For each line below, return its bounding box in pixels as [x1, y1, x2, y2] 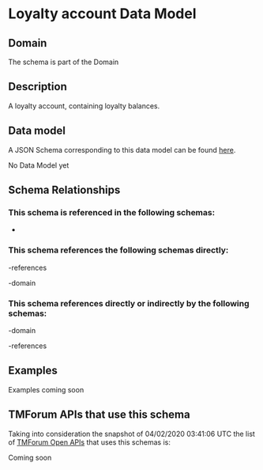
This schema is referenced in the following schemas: [8, 207, 216, 218]
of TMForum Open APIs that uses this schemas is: [8, 437, 171, 447]
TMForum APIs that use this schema [8, 408, 191, 422]
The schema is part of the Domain [8, 57, 119, 66]
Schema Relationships [8, 184, 121, 197]
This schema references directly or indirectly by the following [8, 298, 250, 309]
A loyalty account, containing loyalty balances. [8, 100, 160, 111]
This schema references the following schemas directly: [8, 244, 229, 256]
